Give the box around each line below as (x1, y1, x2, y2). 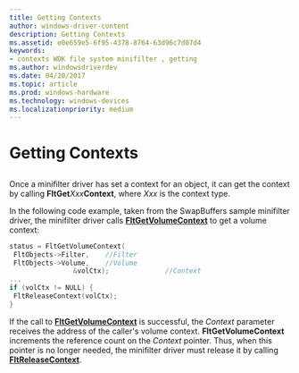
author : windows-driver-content (9, 21, 129, 30)
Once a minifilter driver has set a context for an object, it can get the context (9, 178, 290, 189)
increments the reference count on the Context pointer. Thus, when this (9, 335, 272, 345)
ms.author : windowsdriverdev (9, 64, 118, 72)
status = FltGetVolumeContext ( (9, 242, 126, 250)
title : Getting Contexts (9, 13, 102, 22)
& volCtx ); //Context (72, 267, 202, 276)
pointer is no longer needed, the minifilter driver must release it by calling (9, 344, 278, 355)
